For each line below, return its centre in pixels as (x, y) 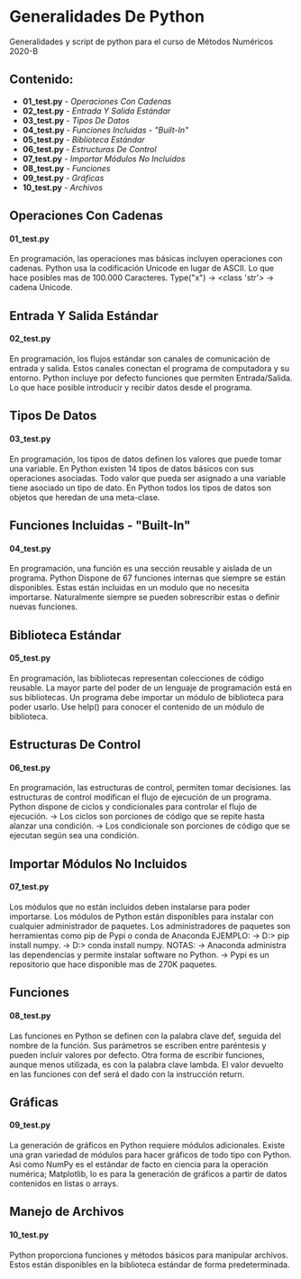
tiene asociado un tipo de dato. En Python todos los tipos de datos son (141, 488)
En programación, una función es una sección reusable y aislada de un (141, 569)
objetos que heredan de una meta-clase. (85, 497)
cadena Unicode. (41, 288)
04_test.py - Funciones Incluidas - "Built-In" (105, 130)
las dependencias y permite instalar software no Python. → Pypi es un (140, 955)
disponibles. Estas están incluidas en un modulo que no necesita (129, 588)
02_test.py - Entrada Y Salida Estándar (96, 111)
